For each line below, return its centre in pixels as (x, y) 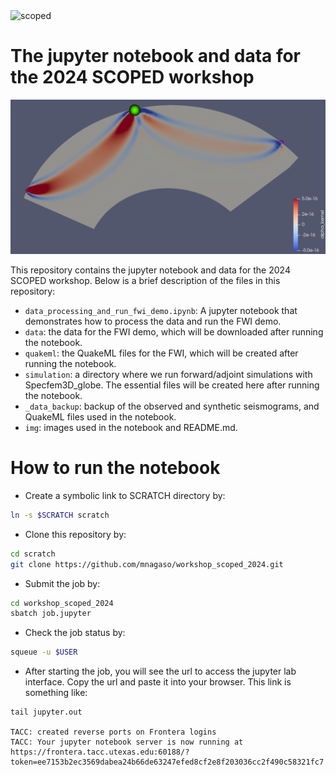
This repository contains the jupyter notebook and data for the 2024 (150, 270)
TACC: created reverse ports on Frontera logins (113, 732)
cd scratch (33, 554)
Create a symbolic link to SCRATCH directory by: (125, 495)
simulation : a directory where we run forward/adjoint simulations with (168, 375)
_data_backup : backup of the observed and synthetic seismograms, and (172, 406)
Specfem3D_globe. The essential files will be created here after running (172, 385)
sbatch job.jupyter (51, 614)
